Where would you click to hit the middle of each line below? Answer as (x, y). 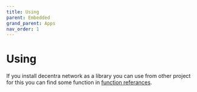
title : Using (23, 12)
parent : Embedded (28, 18)
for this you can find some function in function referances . (79, 82)
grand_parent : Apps (31, 23)
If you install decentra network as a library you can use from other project (98, 76)
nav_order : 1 (23, 29)
